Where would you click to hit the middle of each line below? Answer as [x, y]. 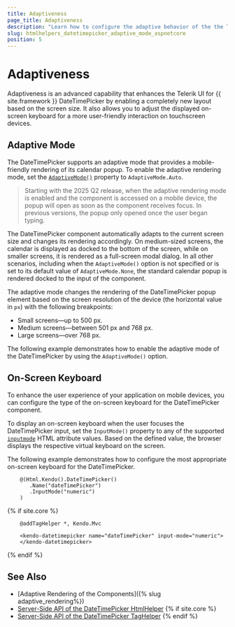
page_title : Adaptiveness [45, 20]
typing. [35, 220]
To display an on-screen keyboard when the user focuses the [96, 423]
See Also [27, 577]
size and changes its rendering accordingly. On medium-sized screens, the [115, 241]
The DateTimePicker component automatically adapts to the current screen [115, 233]
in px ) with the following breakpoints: [60, 307]
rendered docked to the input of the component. [77, 278]
